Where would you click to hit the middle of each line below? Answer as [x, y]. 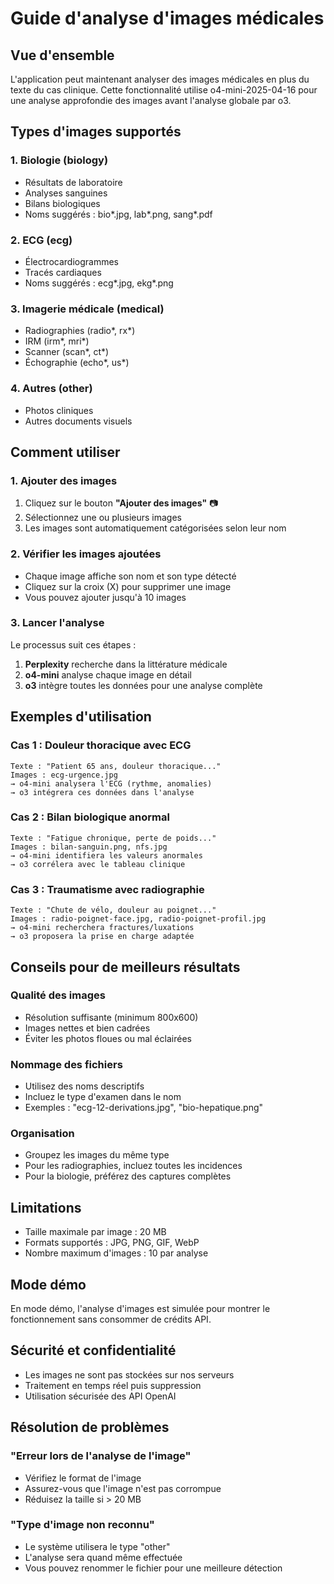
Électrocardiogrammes [71, 261]
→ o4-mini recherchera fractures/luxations [102, 928]
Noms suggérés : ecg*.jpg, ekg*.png [99, 283]
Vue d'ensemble [62, 55]
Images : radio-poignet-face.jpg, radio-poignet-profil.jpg [138, 919]
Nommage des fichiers [66, 1064]
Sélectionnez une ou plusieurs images [103, 518]
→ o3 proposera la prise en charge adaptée [102, 937]
